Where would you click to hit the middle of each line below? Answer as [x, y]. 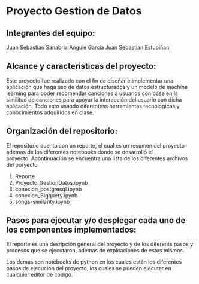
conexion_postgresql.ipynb [48, 189]
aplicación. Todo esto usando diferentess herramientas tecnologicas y [93, 106]
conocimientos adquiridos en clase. [50, 112]
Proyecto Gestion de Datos [74, 11]
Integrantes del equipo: [51, 33]
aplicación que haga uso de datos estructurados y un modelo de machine [97, 87]
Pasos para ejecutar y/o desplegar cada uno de [96, 220]
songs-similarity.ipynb [42, 201]
